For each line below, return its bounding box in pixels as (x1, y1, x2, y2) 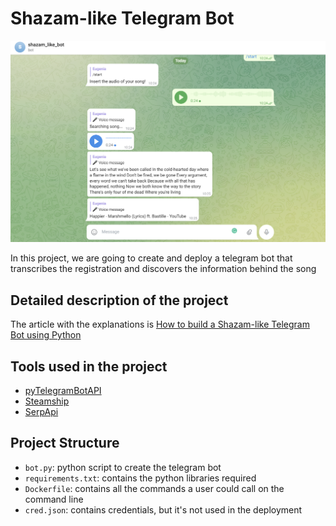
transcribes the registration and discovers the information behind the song (10, 263, 317, 275)
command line (24, 493, 84, 505)
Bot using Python (10, 329, 82, 341)
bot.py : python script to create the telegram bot (24, 461, 222, 473)
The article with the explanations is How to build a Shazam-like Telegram (10, 318, 310, 331)
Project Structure (10, 435, 120, 452)
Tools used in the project (10, 358, 168, 375)
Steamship (24, 395, 70, 407)
